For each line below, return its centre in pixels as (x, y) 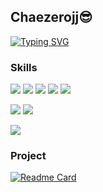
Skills (24, 67)
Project (28, 156)
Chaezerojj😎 (51, 17)
